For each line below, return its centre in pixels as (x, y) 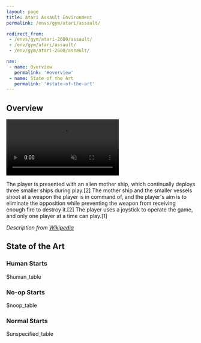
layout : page (22, 12)
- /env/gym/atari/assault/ (43, 45)
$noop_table (22, 305)
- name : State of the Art (41, 78)
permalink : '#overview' (44, 73)
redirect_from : (25, 34)
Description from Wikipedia (40, 228)
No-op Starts (25, 292)
